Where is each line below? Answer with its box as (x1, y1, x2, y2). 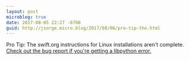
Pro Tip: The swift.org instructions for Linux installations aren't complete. (6, 41, 184, 48)
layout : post (6, 8, 39, 15)
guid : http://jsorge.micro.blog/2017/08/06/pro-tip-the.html (6, 25, 161, 31)
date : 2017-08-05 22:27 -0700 (6, 19, 81, 25)
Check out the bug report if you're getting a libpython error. (6, 48, 151, 55)
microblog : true (6, 14, 46, 20)
